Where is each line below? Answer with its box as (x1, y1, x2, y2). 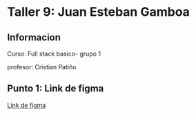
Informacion (7, 32, 61, 43)
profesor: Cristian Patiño (7, 63, 77, 71)
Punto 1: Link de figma (7, 83, 104, 95)
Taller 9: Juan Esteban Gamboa (7, 4, 190, 20)
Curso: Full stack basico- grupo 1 (7, 49, 101, 58)
